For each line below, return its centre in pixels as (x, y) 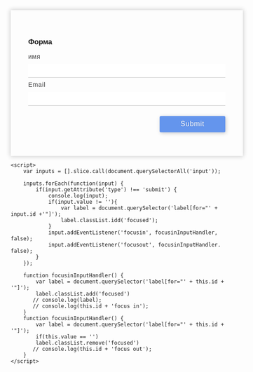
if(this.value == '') (67, 337)
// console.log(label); (67, 300)
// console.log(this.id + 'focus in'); (91, 306)
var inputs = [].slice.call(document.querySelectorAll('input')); (122, 172)
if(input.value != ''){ (83, 202)
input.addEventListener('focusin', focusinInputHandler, (133, 233)
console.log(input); (78, 196)
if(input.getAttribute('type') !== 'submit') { (106, 190)
